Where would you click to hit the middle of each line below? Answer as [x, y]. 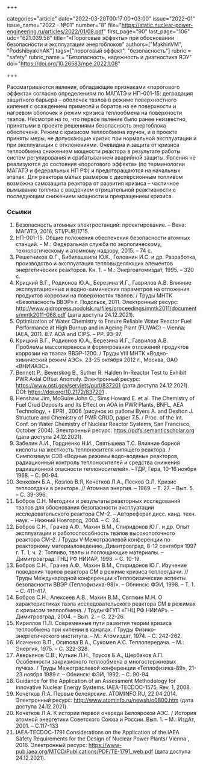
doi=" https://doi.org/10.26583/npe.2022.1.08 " [64, 63]
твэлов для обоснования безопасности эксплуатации [85, 508]
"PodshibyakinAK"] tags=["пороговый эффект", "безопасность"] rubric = [99, 51]
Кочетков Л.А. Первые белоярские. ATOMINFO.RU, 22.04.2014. [96, 694]
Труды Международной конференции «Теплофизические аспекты [101, 578]
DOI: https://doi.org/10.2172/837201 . [61, 392]
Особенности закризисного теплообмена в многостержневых [96, 662]
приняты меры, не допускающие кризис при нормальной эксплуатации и [102, 138]
